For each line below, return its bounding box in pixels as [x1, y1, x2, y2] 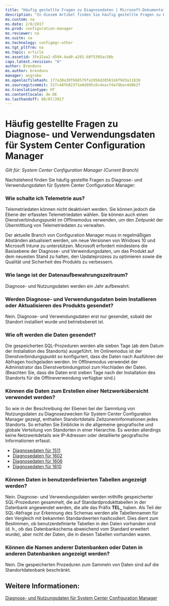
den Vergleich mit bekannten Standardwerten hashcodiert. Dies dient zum [5, 515, 158, 521]
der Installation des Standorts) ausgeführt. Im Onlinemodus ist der [5, 348, 142, 354]
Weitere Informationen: [5, 581, 80, 590]
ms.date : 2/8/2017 [5, 21, 44, 27]
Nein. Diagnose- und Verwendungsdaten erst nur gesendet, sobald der [5, 313, 152, 319]
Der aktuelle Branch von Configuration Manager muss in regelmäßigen [5, 232, 151, 238]
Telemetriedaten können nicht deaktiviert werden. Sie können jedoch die [5, 206, 156, 212]
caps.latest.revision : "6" [5, 59, 62, 64]
